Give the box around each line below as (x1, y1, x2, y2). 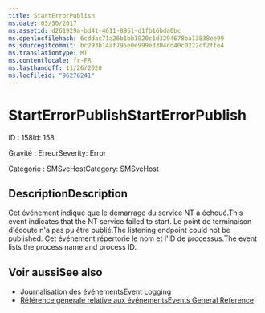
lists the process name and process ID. (8, 242, 137, 252)
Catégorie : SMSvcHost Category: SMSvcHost (8, 164, 159, 173)
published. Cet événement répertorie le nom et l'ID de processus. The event (8, 234, 258, 243)
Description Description (8, 186, 128, 201)
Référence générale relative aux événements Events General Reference (19, 295, 255, 305)
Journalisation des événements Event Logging (19, 287, 172, 297)
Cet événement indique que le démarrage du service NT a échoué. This (8, 208, 243, 217)
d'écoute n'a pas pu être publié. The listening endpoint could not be (8, 226, 230, 235)
